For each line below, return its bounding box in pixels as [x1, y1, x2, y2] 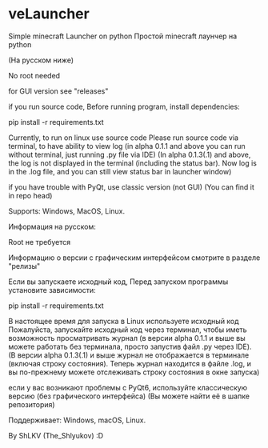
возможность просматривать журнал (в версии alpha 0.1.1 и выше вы [8, 333, 246, 342]
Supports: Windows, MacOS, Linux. [8, 206, 126, 216]
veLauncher [8, 5, 90, 23]
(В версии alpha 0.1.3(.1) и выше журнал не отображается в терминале [8, 350, 250, 360]
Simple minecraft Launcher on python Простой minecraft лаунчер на [8, 31, 238, 41]
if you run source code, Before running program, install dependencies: [8, 102, 240, 111]
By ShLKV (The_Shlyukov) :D [8, 430, 104, 440]
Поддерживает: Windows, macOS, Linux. [8, 415, 146, 425]
